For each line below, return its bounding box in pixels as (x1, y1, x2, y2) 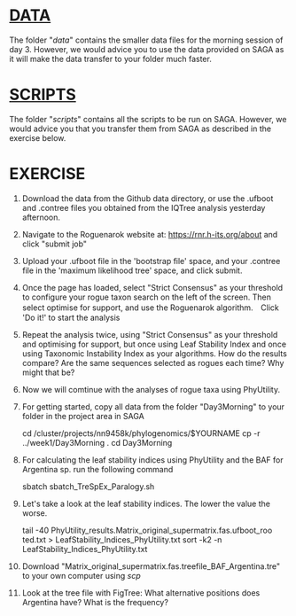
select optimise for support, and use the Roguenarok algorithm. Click (21, 302, 279, 313)
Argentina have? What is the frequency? (21, 597, 168, 607)
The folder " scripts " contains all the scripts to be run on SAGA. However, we (9, 113, 287, 124)
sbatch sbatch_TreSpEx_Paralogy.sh (21, 480, 155, 492)
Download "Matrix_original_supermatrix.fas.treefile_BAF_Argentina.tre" (21, 560, 281, 572)
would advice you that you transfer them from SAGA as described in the (9, 123, 272, 134)
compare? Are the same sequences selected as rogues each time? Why (21, 357, 284, 368)
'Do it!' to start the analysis (21, 312, 121, 323)
